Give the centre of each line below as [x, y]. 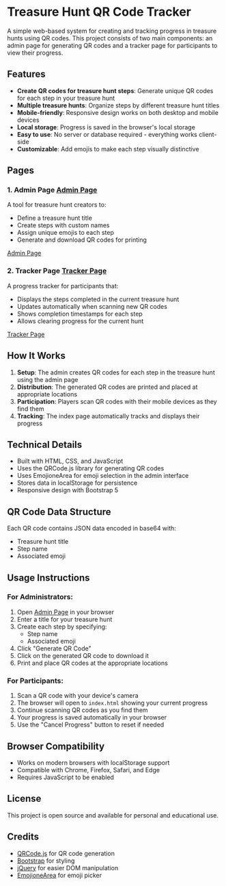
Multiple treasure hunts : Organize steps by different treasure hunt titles [118, 105]
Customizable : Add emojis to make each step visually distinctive [108, 149]
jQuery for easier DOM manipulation [68, 868]
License [24, 799]
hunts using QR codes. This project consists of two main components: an [110, 38]
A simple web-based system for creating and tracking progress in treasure [112, 31]
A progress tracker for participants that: [63, 286]
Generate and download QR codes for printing [82, 240]
